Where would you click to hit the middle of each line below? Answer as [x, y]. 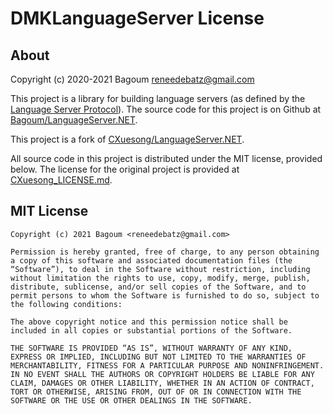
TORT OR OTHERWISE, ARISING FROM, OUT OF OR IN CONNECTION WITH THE [156, 392]
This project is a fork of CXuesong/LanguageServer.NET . [127, 139]
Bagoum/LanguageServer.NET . [74, 120]
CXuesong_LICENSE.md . [61, 180]
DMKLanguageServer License [137, 18]
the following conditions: [66, 304]
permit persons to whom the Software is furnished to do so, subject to [165, 295]
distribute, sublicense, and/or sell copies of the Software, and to [158, 287]
